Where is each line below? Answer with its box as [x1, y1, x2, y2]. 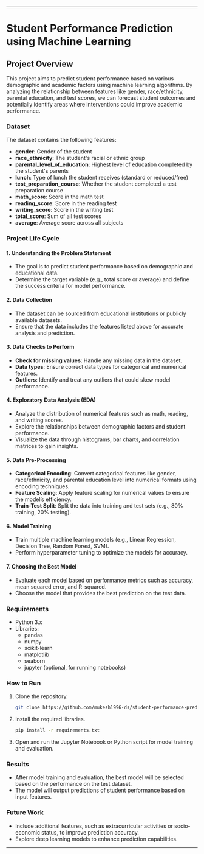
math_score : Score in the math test [15, 193, 104, 201]
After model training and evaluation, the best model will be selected [15, 774, 184, 781]
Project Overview [6, 58, 73, 69]
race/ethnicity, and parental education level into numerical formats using [15, 476, 197, 484]
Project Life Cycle [6, 234, 59, 243]
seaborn [24, 657, 46, 664]
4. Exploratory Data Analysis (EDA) [6, 396, 96, 404]
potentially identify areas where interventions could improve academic [6, 101, 182, 108]
